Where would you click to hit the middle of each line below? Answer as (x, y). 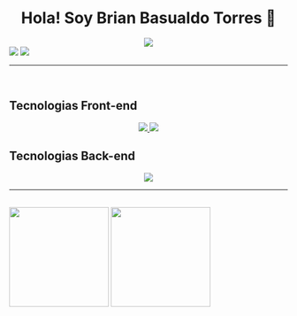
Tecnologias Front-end (73, 106)
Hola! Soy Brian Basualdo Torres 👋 (148, 18)
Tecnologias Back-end (72, 156)
